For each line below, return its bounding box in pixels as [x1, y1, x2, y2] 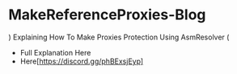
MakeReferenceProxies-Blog [8, 6, 206, 24]
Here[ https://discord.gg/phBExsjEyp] [19, 56, 144, 66]
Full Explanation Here [19, 47, 91, 57]
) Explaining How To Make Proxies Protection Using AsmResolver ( [8, 32, 230, 42]
